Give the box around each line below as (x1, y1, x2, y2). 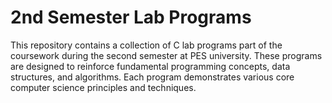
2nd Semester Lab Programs (10, 6, 252, 29)
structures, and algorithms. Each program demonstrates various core (10, 71, 295, 83)
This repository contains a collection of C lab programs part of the (10, 39, 283, 51)
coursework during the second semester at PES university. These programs (10, 49, 323, 61)
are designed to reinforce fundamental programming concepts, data (10, 60, 291, 72)
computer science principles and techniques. (10, 81, 197, 93)
